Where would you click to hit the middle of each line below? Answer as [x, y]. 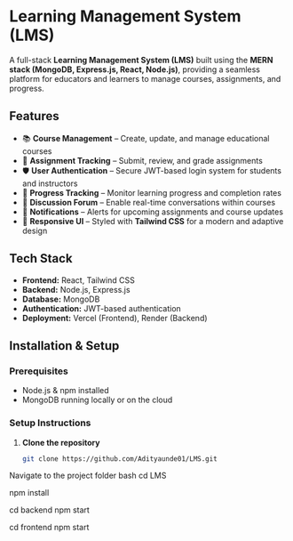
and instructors [50, 183]
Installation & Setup [64, 346]
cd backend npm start [50, 510]
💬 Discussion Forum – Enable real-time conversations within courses [149, 202]
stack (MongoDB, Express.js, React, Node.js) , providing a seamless [135, 69]
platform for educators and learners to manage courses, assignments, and [145, 78]
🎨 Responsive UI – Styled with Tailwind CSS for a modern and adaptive [153, 221]
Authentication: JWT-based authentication [102, 308]
